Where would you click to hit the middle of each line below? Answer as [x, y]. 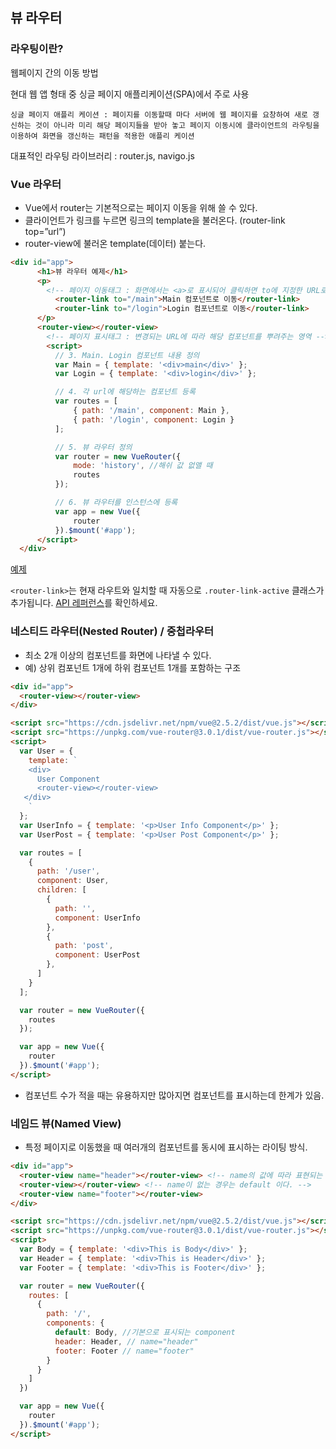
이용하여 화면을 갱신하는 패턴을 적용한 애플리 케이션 [102, 136]
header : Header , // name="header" [126, 1341]
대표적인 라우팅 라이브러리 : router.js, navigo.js [102, 155]
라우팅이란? [37, 49]
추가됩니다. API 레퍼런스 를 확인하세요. [84, 603]
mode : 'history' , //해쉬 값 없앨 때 [143, 466]
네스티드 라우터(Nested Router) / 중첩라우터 [112, 631]
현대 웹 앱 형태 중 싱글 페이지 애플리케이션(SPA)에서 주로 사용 [130, 94]
